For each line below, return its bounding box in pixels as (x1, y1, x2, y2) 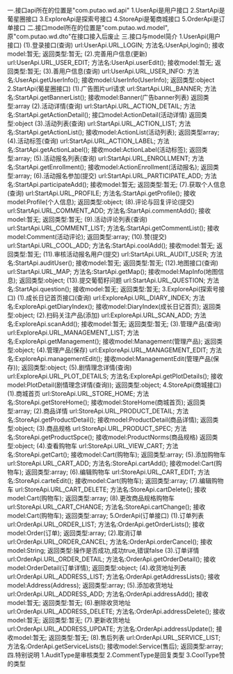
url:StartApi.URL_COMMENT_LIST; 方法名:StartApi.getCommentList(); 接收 (7, 224, 220, 232)
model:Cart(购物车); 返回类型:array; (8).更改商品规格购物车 (7, 494, 175, 502)
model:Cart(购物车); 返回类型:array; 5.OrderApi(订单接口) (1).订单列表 (7, 512, 204, 519)
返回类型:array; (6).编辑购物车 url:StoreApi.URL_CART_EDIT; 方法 (25, 468, 210, 476)
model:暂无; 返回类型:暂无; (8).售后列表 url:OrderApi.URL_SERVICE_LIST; (13, 634, 221, 641)
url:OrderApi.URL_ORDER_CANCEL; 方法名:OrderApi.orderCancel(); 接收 (7, 537, 213, 546)
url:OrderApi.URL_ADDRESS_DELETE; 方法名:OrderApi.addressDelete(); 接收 (7, 607, 226, 615)
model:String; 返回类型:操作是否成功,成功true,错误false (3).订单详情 (7, 546, 200, 554)
